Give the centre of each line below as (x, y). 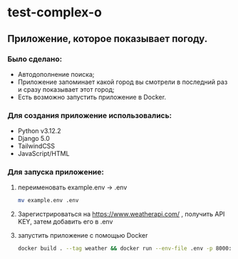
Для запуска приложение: (56, 172)
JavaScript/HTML (43, 154)
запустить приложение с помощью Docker (83, 236)
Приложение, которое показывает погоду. (108, 39)
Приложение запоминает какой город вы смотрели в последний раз (123, 82)
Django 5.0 (33, 139)
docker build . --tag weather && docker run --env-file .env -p (115, 249)
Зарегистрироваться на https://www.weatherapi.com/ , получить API (121, 214)
